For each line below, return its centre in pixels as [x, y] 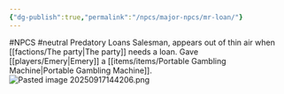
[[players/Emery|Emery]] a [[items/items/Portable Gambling [118, 61]
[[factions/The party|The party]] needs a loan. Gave [104, 51]
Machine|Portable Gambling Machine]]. [81, 70]
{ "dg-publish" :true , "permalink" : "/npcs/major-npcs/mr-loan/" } [126, 17]
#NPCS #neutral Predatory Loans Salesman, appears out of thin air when [142, 42]
